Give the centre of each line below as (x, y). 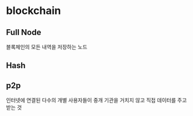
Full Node (24, 32)
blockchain (34, 11)
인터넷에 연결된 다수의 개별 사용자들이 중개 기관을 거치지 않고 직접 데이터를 (91, 100)
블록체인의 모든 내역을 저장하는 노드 (47, 47)
